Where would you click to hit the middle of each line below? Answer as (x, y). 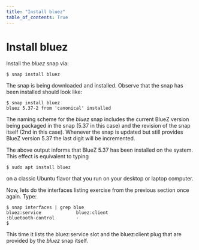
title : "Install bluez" (36, 12)
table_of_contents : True (37, 17)
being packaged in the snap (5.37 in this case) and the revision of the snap (98, 126)
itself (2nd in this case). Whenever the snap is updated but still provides (95, 132)
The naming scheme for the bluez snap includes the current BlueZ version (98, 119)
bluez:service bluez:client (58, 213)
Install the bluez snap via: (37, 64)
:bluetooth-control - (43, 218)
